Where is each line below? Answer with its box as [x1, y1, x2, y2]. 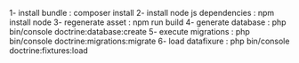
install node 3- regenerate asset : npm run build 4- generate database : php [9, 17, 287, 28]
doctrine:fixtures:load [9, 45, 89, 56]
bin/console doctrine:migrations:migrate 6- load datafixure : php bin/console [9, 35, 290, 46]
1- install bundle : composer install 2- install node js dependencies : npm [9, 8, 275, 18]
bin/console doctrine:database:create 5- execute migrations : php [9, 27, 251, 36]
